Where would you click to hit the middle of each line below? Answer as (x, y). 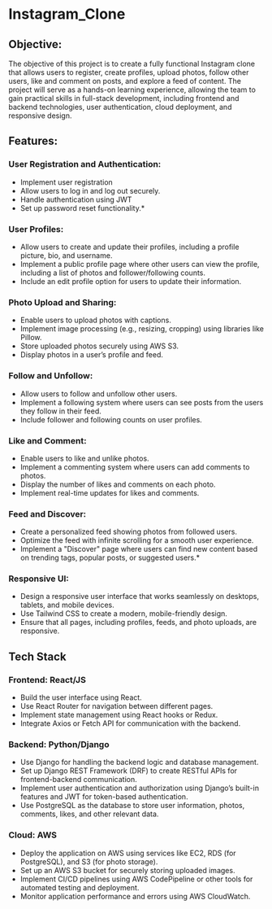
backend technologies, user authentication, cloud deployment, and (120, 107)
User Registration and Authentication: (85, 164)
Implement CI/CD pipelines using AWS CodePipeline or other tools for (136, 879)
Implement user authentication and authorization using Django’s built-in (140, 788)
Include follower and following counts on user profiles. (111, 419)
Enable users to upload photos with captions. (96, 320)
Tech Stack (37, 656)
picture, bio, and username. (66, 255)
